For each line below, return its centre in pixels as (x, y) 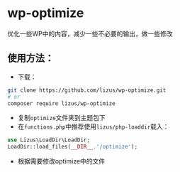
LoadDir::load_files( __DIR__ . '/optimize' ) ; (73, 147)
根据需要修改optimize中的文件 (61, 161)
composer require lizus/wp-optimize (61, 103)
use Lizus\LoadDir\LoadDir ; (49, 140)
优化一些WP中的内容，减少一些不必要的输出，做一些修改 (90, 33)
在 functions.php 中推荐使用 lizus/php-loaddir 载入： (93, 127)
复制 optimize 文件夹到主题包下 (62, 118)
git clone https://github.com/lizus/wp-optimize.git (87, 90)
